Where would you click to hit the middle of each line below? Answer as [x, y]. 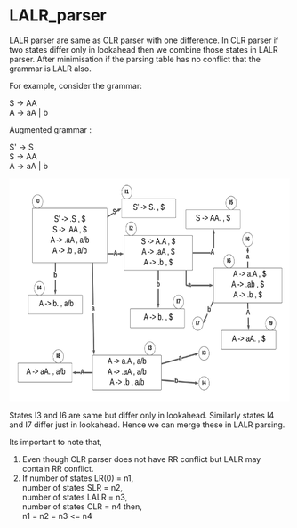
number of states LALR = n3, [75, 497]
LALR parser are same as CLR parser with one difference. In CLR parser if [144, 40]
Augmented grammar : [50, 129]
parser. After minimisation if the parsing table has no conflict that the [135, 59]
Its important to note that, [56, 442]
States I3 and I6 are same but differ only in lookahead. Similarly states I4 [142, 415]
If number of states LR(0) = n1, [78, 478]
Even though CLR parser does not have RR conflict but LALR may [141, 459]
